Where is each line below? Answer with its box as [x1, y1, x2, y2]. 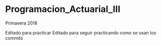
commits [5, 35, 24, 41]
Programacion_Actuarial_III [5, 3, 120, 15]
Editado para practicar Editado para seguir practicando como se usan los [5, 29, 156, 35]
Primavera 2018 [5, 20, 38, 26]
